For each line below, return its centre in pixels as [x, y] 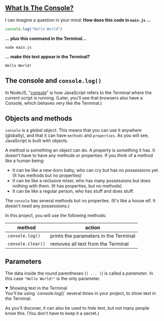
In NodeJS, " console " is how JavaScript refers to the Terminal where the [79, 93]
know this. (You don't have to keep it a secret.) [52, 313]
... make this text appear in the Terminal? [48, 57]
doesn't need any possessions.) [37, 206]
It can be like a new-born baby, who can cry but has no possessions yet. [86, 170]
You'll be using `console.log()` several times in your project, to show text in [81, 293]
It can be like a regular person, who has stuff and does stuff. [73, 191]
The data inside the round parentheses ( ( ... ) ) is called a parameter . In [79, 273]
